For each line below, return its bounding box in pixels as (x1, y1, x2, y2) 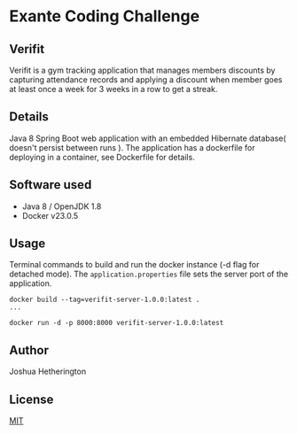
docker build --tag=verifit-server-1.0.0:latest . (9, 295, 200, 305)
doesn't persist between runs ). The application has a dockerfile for (9, 142, 255, 152)
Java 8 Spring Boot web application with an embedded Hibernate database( (9, 133, 286, 143)
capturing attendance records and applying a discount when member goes (9, 74, 283, 85)
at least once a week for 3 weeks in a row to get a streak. (9, 84, 218, 94)
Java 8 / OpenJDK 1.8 (21, 201, 102, 212)
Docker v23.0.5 (21, 210, 79, 221)
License (9, 391, 54, 407)
